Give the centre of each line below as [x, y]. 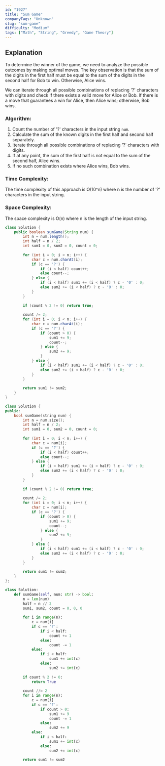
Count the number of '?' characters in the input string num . [71, 129]
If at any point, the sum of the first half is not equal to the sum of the [81, 156]
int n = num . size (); [44, 420]
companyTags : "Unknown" [30, 19]
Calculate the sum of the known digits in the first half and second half [83, 134]
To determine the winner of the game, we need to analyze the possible [77, 64]
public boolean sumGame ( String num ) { [54, 232]
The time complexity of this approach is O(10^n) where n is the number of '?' [83, 190]
